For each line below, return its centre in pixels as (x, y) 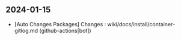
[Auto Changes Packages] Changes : (60, 24)
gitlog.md (26, 30)
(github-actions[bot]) (65, 30)
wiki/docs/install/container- (141, 24)
